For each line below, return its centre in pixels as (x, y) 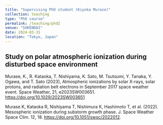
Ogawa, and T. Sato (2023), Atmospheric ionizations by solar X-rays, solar (80, 81)
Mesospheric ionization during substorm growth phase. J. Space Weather (80, 112)
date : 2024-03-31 (23, 32)
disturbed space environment (52, 64)
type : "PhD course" (25, 19)
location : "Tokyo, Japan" (31, 37)
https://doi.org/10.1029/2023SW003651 (45, 97)
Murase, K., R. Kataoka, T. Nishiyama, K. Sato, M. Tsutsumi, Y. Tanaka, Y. (79, 76)
